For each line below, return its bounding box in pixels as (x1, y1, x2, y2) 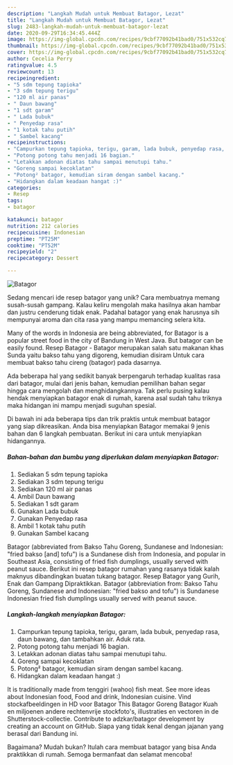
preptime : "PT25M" (7, 235, 60, 243)
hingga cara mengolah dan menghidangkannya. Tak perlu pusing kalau (7, 386, 210, 395)
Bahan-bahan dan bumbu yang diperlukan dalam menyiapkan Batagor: (7, 452, 219, 461)
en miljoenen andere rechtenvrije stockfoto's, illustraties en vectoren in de (7, 707, 219, 715)
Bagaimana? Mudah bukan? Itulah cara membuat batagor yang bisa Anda (7, 743, 217, 751)
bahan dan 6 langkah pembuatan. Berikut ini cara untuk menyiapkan (7, 429, 202, 438)
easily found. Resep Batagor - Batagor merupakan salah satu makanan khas (7, 344, 224, 352)
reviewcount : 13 (7, 68, 54, 75)
